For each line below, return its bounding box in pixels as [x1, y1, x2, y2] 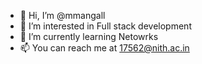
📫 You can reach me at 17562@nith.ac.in [19, 42, 190, 54]
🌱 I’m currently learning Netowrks [19, 31, 159, 42]
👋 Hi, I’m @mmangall [19, 10, 106, 21]
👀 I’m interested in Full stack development [19, 20, 192, 32]
